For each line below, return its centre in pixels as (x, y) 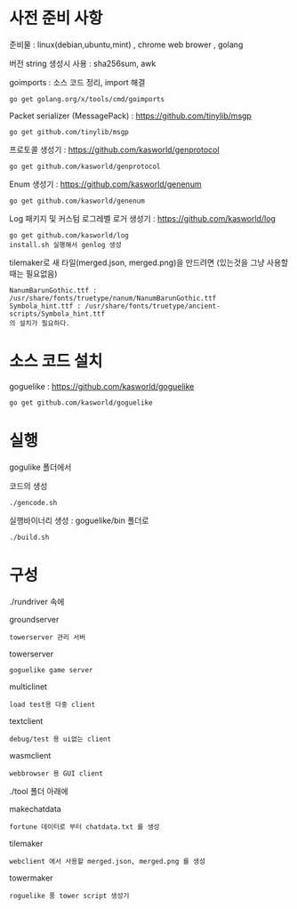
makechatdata (36, 808)
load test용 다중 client (52, 704)
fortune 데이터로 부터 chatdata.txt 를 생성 (84, 827)
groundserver (34, 619)
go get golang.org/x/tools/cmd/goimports (87, 99)
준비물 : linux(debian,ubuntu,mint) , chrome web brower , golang (126, 44)
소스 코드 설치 (56, 362)
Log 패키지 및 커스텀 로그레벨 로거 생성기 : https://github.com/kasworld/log (142, 218)
